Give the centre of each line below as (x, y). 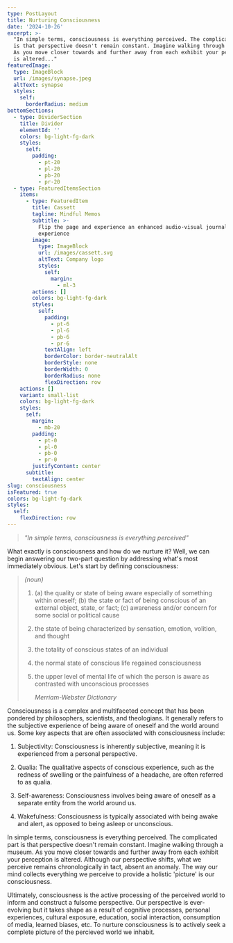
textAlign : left (68, 350)
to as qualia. (35, 782)
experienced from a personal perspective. (77, 753)
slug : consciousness (37, 485)
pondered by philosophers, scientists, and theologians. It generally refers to (115, 718)
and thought (52, 636)
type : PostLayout (32, 14)
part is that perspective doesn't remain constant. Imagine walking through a (115, 844)
